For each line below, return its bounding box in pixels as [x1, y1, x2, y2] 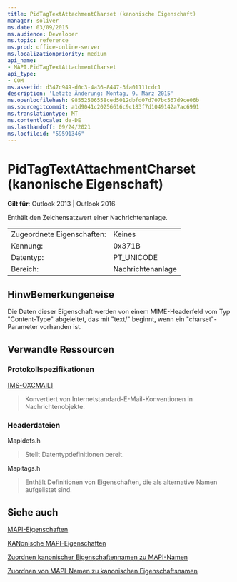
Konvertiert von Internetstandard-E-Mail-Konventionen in [24, 394, 193, 403]
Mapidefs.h [7, 436, 41, 445]
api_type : [7, 70, 37, 77]
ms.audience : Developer [7, 30, 79, 38]
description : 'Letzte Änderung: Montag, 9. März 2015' [7, 90, 174, 97]
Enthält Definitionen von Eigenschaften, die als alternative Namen [24, 478, 218, 486]
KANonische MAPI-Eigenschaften [7, 538, 106, 547]
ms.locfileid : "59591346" [7, 130, 84, 137]
